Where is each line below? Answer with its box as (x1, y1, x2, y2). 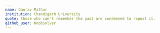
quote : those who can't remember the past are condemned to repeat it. (5, 16, 156, 21)
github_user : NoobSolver (5, 20, 56, 26)
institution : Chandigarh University (5, 12, 80, 16)
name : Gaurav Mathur (5, 7, 48, 12)
